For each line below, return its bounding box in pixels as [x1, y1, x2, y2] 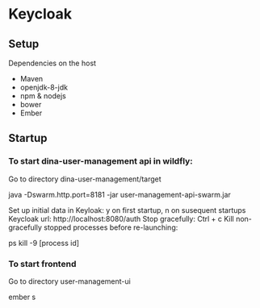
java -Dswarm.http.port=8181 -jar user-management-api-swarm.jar [8, 189, 232, 199]
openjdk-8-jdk [19, 82, 69, 92]
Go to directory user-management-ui [8, 276, 131, 286]
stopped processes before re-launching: [43, 223, 178, 232]
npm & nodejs [19, 91, 66, 101]
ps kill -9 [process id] [8, 238, 79, 248]
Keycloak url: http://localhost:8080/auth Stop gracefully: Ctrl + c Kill [8, 214, 234, 223]
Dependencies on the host [8, 58, 97, 68]
